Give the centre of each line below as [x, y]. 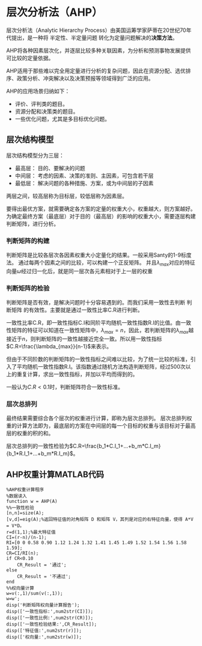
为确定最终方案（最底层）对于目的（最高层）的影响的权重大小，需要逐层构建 [101, 216]
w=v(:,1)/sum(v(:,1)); [35, 594]
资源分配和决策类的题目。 [47, 111]
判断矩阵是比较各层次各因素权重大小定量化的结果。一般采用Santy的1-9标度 [99, 255]
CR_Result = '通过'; [42, 565]
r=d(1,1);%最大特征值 [31, 532]
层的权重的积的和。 [30, 433]
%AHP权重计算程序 [25, 490]
